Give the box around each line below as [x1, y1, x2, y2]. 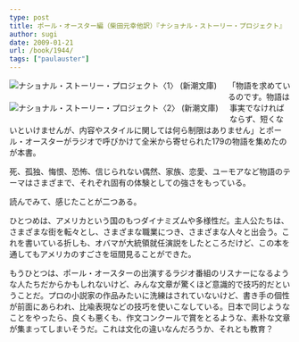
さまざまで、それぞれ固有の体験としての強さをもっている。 [32, 178, 252, 188]
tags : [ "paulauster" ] [9, 54, 90, 63]
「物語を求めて [227, 80, 283, 90]
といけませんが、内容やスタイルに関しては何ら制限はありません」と [16, 125, 267, 135]
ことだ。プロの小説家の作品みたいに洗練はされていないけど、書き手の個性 [16, 290, 290, 300]
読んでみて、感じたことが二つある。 [9, 196, 142, 206]
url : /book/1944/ [9, 46, 74, 55]
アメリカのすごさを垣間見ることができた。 [39, 249, 196, 259]
